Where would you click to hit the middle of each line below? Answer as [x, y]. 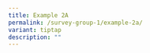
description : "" [35, 37]
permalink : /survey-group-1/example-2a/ [76, 23]
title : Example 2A [38, 15]
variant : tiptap [35, 30]
